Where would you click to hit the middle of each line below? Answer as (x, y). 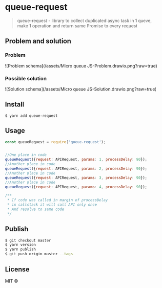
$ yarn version (20, 245)
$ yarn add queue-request (31, 116)
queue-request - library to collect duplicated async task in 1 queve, (84, 21)
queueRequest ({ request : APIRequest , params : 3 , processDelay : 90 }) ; (76, 177)
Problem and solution (38, 41)
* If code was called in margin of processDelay (58, 200)
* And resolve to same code (36, 209)
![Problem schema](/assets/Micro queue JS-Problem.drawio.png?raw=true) (81, 66)
